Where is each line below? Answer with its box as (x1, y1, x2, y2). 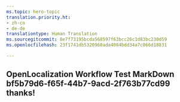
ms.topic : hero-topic (6, 8, 60, 15)
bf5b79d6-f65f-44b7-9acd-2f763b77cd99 (6, 79, 170, 89)
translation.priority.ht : (6, 14, 71, 20)
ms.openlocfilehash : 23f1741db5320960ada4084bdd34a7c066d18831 (6, 42, 167, 48)
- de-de (6, 25, 26, 32)
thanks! (6, 88, 36, 98)
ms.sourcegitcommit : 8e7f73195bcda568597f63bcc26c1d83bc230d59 (6, 36, 167, 42)
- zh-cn (6, 20, 26, 26)
